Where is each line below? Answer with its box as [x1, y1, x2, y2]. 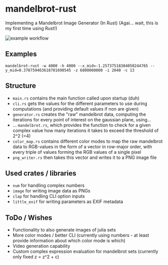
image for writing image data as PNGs [12, 188, 91, 194]
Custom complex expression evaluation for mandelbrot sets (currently [12, 248, 158, 254]
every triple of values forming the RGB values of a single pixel [12, 149, 142, 155]
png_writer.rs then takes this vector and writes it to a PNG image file [12, 154, 157, 160]
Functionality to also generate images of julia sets [12, 227, 116, 233]
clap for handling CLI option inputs [12, 193, 85, 200]
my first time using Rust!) [5, 25, 58, 31]
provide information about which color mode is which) [12, 238, 125, 244]
